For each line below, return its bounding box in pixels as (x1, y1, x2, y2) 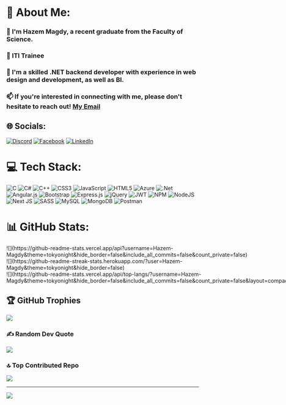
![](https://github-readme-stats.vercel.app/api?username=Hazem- (6, 244, 174, 251)
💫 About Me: (6, 6, 71, 20)
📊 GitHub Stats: (6, 220, 90, 234)
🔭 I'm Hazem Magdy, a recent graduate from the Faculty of (6, 28, 183, 36)
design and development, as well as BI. (6, 75, 124, 84)
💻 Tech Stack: (6, 160, 82, 174)
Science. (6, 35, 34, 43)
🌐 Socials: (6, 121, 46, 132)
